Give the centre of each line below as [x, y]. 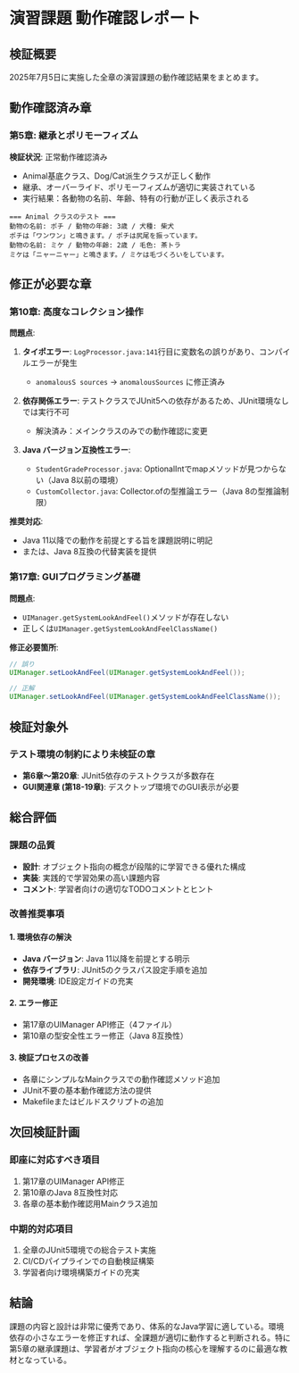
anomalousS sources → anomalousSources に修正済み [130, 382]
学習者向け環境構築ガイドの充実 [81, 1272]
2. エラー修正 [33, 1003]
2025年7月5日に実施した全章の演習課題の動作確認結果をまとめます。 [137, 77]
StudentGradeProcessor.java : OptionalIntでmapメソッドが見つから [157, 469]
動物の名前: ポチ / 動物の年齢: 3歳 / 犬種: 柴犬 [92, 226]
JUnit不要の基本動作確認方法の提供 [87, 1091]
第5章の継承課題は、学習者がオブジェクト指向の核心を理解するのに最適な [145, 1348]
